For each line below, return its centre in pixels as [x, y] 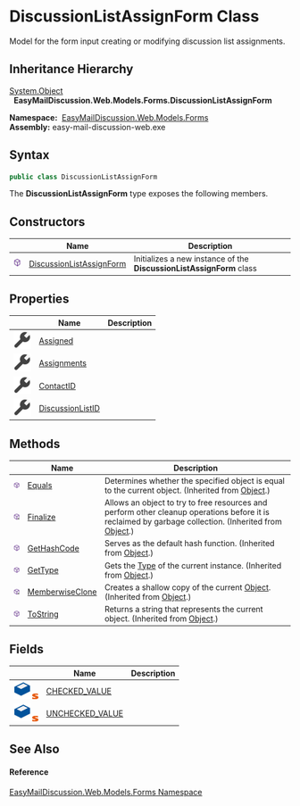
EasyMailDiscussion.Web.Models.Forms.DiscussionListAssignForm [142, 100]
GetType [43, 570]
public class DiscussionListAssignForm [83, 177]
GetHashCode [54, 548]
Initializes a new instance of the [192, 259]
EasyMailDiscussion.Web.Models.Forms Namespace [106, 792]
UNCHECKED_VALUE [84, 714]
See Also [34, 749]
